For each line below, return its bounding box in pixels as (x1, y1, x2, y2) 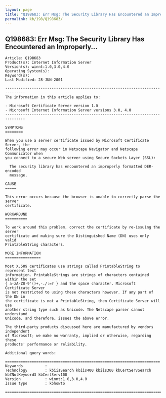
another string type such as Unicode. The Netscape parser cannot (5, 307, 145, 312)
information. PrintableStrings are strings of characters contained (5, 273, 149, 278)
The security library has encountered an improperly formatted (9, 164, 142, 169)
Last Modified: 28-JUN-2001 (5, 77, 63, 82)
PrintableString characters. (5, 242, 65, 247)
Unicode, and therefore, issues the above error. (5, 316, 110, 321)
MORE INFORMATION (5, 251, 41, 256)
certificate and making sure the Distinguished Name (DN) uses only (5, 233, 149, 238)
